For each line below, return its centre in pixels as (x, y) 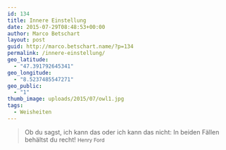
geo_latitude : (28, 60)
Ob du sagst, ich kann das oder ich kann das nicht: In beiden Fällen (122, 132)
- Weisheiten (33, 112)
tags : (15, 106)
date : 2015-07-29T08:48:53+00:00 (56, 27)
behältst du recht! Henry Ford (64, 139)
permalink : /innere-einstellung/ (56, 54)
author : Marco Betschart (44, 33)
